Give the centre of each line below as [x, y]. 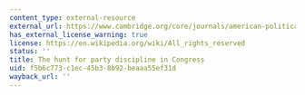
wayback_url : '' [40, 77]
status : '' [30, 52]
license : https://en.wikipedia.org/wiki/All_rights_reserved [128, 43]
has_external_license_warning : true [79, 34]
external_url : [36, 26]
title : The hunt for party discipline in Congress [107, 60]
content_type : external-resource [73, 18]
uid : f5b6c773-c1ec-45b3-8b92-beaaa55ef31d [93, 69]
